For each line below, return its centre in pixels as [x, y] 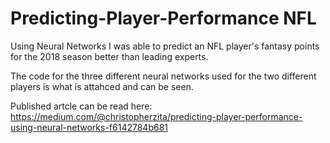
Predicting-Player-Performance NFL [163, 18]
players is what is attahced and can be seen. [102, 86]
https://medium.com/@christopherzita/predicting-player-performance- [156, 116]
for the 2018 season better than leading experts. [109, 56]
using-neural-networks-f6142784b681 [89, 127]
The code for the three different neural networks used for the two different [163, 76]
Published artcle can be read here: [81, 106]
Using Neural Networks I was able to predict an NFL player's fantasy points [165, 46]
